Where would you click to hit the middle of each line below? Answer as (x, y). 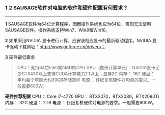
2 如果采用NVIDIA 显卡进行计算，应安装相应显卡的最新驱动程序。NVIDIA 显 (81, 41)
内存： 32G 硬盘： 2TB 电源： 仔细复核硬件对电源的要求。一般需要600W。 (81, 103)
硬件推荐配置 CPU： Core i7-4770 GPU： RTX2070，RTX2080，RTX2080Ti (82, 96)
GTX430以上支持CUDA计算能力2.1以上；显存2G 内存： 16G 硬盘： (88, 74)
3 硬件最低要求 (20, 57)
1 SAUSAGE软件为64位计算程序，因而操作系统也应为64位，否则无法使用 (78, 24)
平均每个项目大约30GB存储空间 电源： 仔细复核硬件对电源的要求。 (84, 80)
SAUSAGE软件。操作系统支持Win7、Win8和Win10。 (57, 30)
